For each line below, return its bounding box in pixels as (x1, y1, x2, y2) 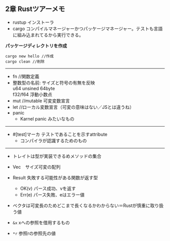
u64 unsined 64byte (12, 85, 55, 91)
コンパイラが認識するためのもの (20, 137, 87, 143)
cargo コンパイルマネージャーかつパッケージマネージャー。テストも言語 (12, 25, 163, 31)
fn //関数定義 (12, 73, 39, 79)
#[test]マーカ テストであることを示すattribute (12, 131, 108, 137)
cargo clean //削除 (5, 59, 45, 64)
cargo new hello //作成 (5, 54, 54, 59)
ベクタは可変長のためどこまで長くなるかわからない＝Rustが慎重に (12, 202, 151, 209)
